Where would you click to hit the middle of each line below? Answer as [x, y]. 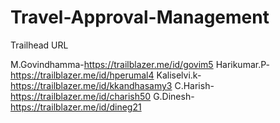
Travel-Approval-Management [140, 17]
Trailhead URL [39, 45]
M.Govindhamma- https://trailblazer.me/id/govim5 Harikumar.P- [140, 64]
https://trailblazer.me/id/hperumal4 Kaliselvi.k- [106, 75]
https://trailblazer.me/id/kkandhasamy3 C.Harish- [112, 85]
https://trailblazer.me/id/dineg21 [76, 107]
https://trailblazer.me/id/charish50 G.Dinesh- [102, 96]
